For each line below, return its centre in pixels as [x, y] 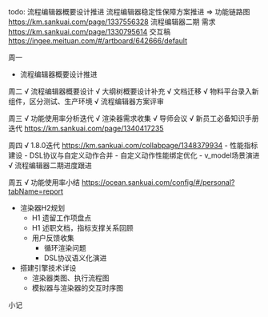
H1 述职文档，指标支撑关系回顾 [82, 228]
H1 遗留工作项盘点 [62, 218]
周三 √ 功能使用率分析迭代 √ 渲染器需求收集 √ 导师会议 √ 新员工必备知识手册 [134, 118]
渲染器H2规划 [42, 208]
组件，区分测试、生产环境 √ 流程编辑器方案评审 [86, 101]
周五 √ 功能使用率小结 [44, 182]
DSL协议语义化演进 [75, 258]
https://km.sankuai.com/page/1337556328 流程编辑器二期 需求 [112, 22]
